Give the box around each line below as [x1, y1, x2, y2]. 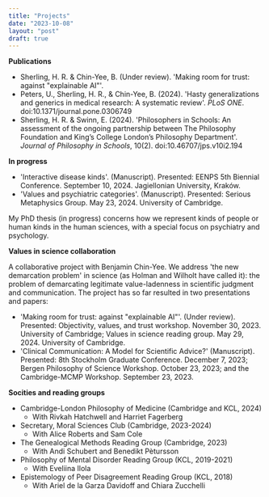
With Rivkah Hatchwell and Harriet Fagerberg [32, 412, 183, 422]
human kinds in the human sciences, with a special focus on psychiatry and [8, 222, 260, 232]
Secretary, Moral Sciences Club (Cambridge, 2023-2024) [19, 421, 212, 431]
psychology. [8, 231, 49, 241]
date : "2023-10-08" [8, 19, 74, 27]
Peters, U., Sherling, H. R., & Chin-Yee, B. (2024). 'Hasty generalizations [19, 90, 260, 99]
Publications [8, 57, 52, 66]
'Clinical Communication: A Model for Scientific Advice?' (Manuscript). [19, 347, 255, 356]
